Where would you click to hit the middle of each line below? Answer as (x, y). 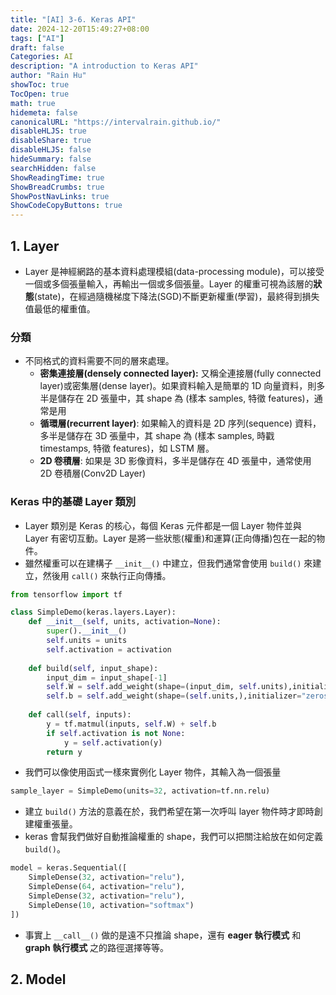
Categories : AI (42, 57)
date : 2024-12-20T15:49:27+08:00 (80, 29)
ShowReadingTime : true (57, 177)
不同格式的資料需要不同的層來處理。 (99, 361)
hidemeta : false (44, 112)
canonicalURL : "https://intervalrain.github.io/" (116, 122)
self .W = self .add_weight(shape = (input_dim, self (151, 687)
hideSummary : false (51, 159)
